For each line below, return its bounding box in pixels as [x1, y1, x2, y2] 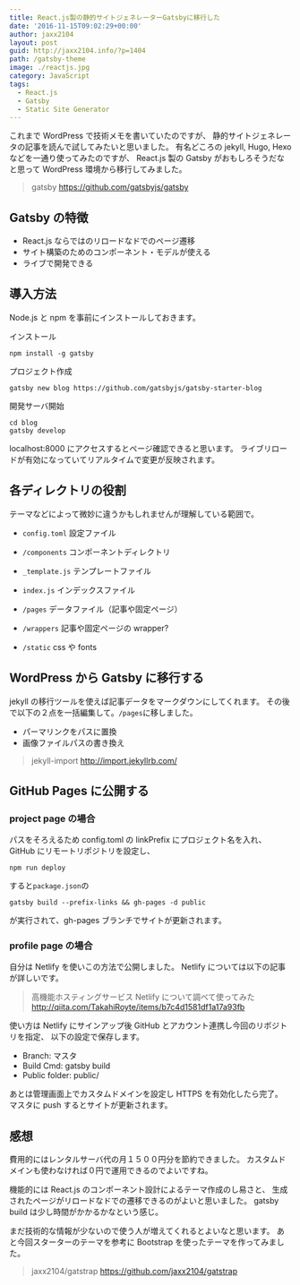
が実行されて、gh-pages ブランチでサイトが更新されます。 [9, 915, 227, 926]
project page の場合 [9, 812, 96, 825]
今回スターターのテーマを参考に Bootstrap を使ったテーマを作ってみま [16, 1237, 278, 1247]
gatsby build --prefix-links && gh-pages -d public [9, 898, 206, 907]
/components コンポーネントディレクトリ [21, 546, 171, 557]
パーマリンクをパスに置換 [21, 726, 117, 737]
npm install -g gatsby [9, 348, 94, 358]
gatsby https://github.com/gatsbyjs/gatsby [30, 182, 189, 193]
